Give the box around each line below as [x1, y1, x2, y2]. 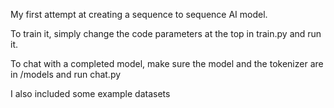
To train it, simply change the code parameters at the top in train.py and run [10, 28, 322, 39]
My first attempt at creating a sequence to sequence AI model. [10, 9, 268, 20]
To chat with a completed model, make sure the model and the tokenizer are [10, 58, 324, 69]
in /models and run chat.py [10, 69, 122, 80]
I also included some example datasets [10, 88, 171, 99]
